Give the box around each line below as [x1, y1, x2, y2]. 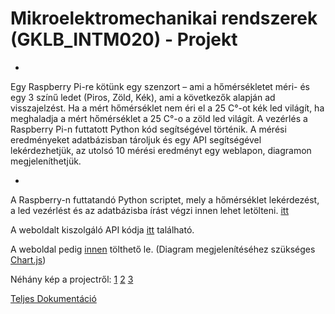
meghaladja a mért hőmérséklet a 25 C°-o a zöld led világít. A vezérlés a [10, 112, 308, 124]
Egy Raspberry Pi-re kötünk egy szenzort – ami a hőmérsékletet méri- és [10, 80, 310, 92]
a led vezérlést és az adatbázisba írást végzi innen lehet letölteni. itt [10, 204, 289, 216]
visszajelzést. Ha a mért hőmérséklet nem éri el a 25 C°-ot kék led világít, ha [10, 102, 325, 114]
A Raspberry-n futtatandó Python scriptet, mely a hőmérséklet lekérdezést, [10, 193, 320, 206]
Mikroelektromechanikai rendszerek [10, 7, 318, 30]
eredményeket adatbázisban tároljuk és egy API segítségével [10, 133, 262, 146]
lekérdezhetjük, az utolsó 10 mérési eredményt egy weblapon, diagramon [10, 144, 312, 156]
